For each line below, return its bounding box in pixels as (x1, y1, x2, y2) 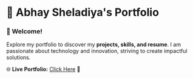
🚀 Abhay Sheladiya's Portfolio (6, 5, 160, 19)
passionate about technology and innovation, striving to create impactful (6, 47, 188, 55)
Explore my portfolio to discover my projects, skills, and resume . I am (6, 41, 181, 48)
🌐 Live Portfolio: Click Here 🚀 (6, 66, 81, 73)
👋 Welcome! (6, 27, 42, 36)
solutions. (6, 54, 31, 61)
